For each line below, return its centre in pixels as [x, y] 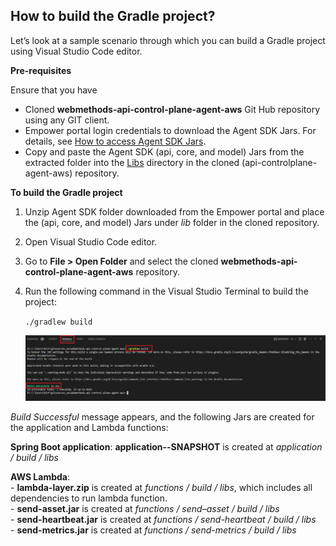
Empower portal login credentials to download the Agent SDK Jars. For [170, 130]
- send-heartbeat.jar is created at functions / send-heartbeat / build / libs [163, 520]
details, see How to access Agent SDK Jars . [115, 141]
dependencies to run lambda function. [89, 498]
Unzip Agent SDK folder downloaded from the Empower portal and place [174, 211]
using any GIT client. [67, 120]
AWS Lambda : [40, 477]
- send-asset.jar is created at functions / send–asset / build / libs [145, 509]
